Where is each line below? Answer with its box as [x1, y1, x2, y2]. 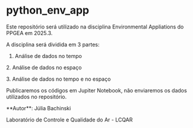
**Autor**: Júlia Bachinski [6, 104, 71, 111]
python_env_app [6, 4, 90, 17]
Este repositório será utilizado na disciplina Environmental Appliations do [6, 23, 184, 30]
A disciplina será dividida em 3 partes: [6, 41, 100, 48]
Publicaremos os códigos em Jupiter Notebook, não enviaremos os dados [6, 87, 187, 94]
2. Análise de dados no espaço [6, 63, 82, 71]
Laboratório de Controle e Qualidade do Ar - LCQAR [6, 116, 133, 123]
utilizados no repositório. [6, 93, 67, 100]
